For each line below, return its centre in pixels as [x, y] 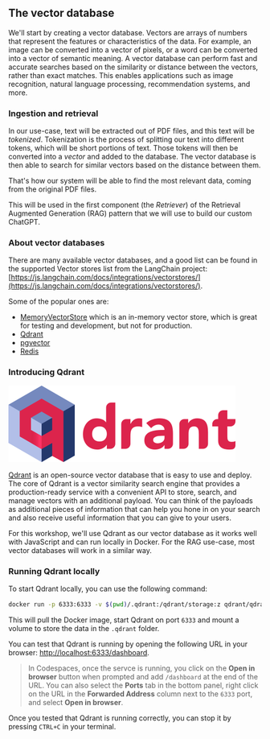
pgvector [35, 343]
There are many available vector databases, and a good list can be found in [133, 260]
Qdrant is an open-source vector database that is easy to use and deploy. [130, 475]
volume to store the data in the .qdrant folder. [84, 628]
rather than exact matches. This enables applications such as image [121, 75]
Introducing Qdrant [47, 372]
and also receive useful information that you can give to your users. [120, 518]
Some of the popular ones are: [59, 302]
